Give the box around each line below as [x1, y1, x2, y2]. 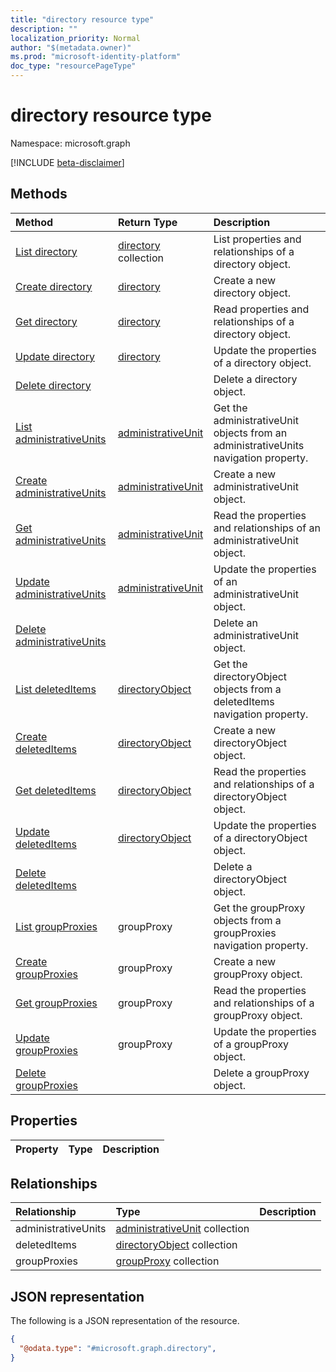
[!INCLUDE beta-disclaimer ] [10, 156, 125, 168]
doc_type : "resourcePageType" [10, 61, 137, 71]
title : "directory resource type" [10, 14, 155, 25]
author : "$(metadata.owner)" [10, 42, 132, 53]
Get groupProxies [15, 996, 98, 1010]
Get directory [15, 314, 78, 328]
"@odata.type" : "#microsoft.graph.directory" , [19, 1344, 217, 1354]
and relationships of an [213, 521, 321, 535]
